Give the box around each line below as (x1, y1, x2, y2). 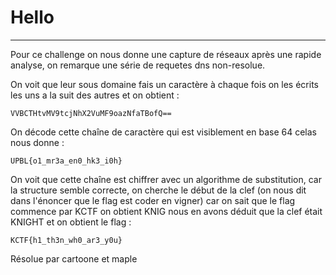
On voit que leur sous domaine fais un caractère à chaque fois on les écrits (10, 78, 319, 90)
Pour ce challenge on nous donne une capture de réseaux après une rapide (10, 48, 322, 60)
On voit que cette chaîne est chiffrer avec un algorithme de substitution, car (10, 173, 322, 185)
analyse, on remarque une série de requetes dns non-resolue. (10, 59, 266, 71)
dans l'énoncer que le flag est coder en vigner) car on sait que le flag (10, 194, 296, 206)
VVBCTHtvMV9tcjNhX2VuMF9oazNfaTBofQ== (10, 108, 172, 118)
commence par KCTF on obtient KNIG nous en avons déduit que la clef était (10, 205, 323, 217)
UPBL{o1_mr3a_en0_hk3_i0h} (10, 156, 123, 166)
